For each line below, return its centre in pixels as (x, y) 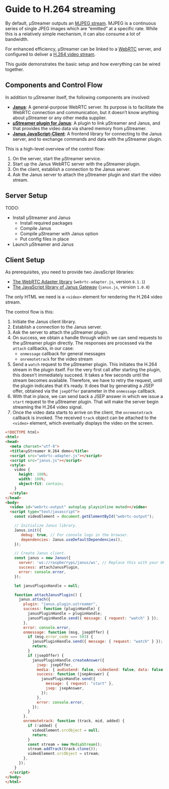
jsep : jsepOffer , (55, 665)
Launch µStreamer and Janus (43, 244)
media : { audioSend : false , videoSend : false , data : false (100, 669)
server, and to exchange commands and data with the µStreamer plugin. (87, 139)
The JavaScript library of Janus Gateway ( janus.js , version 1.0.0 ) (81, 287)
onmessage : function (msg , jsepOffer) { (66, 632)
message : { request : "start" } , (79, 684)
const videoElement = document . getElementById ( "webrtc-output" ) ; (84, 517)
